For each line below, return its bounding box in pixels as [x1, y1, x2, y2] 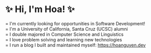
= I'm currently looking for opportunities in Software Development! [5, 20, 145, 26]
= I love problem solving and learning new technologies [5, 36, 122, 42]
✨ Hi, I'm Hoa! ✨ [5, 4, 75, 15]
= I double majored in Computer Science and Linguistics [5, 31, 124, 37]
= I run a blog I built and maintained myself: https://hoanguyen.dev [5, 42, 146, 48]
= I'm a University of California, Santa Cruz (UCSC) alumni [5, 26, 128, 32]
